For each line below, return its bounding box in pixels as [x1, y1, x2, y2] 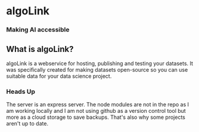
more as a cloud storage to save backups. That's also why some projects [6, 113, 186, 121]
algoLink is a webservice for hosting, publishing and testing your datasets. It [6, 60, 194, 67]
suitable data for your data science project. [6, 72, 112, 79]
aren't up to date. [6, 120, 49, 127]
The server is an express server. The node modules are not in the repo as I [6, 101, 189, 108]
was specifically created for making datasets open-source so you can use [6, 66, 188, 73]
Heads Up [6, 87, 36, 96]
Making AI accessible [6, 26, 70, 34]
